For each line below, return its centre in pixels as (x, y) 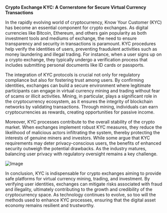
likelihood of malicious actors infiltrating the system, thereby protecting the (83, 132)
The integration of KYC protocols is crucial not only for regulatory (73, 75)
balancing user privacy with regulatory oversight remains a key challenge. (81, 154)
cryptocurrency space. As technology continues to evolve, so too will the (81, 195)
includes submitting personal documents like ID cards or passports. (75, 65)
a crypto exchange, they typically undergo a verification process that (76, 60)
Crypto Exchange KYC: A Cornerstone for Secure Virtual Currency (76, 7)
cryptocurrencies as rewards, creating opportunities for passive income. (80, 112)
